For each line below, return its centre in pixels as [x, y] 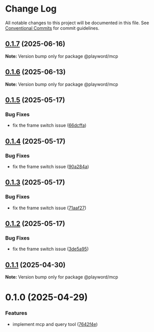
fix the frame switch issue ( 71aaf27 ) [49, 208]
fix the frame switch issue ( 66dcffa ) [49, 125]
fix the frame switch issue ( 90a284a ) [51, 167]
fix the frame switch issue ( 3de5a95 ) [50, 249]
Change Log [31, 9]
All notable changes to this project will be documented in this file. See [77, 23]
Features [16, 313]
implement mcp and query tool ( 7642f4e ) [55, 324]
